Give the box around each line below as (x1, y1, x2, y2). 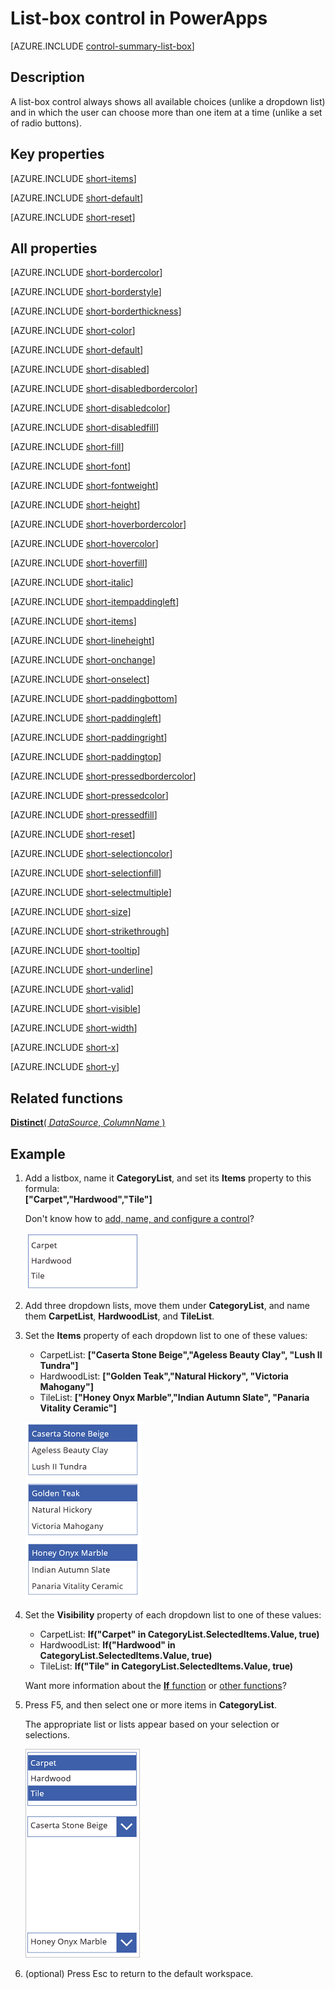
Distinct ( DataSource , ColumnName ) (10, 1117, 166, 1129)
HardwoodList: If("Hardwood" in (39, 1639, 176, 1651)
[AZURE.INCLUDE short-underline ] (10, 964, 154, 976)
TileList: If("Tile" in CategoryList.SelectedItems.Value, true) (39, 1660, 294, 1672)
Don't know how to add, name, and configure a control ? (24, 1213, 255, 1224)
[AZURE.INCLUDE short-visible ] (10, 1003, 142, 1015)
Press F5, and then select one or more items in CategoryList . (24, 1699, 278, 1711)
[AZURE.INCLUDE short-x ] (10, 1042, 120, 1054)
